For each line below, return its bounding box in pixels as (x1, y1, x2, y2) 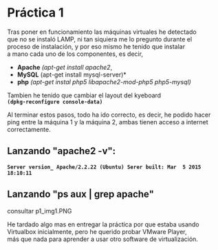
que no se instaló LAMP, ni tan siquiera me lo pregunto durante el (7, 35, 193, 43)
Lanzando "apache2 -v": (7, 145, 116, 157)
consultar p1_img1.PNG (7, 206, 72, 215)
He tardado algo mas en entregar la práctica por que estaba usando (7, 220, 199, 229)
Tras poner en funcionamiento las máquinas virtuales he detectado (7, 28, 197, 36)
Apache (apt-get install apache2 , (17, 63, 113, 71)
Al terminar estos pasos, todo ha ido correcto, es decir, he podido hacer (7, 110, 211, 119)
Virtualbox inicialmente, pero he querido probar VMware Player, (7, 227, 187, 235)
